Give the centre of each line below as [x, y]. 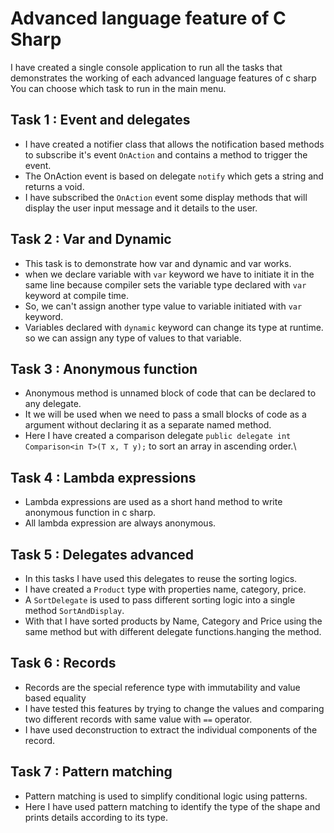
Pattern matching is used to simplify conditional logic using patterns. [166, 796]
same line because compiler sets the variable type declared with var [165, 284]
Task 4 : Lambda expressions [103, 477]
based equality [55, 698]
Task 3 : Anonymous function [104, 368]
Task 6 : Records [63, 663]
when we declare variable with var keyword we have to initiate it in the [169, 274]
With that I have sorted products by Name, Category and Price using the [173, 621]
